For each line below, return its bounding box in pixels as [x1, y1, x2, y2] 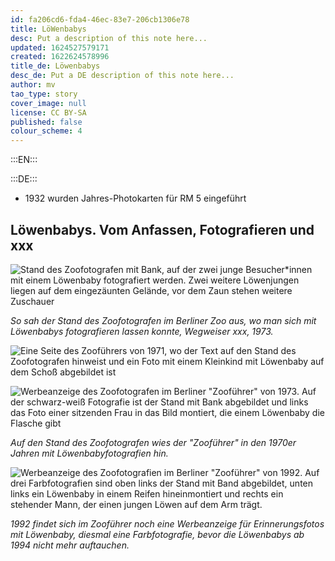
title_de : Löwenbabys [10, 61, 101, 71]
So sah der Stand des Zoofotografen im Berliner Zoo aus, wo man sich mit [10, 314, 317, 326]
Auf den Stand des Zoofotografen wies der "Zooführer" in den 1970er [10, 436, 297, 448]
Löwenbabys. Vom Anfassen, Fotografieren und [10, 221, 315, 238]
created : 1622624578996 [10, 52, 110, 62]
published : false [10, 117, 83, 127]
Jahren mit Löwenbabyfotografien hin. [10, 447, 169, 459]
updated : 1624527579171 [10, 42, 110, 53]
